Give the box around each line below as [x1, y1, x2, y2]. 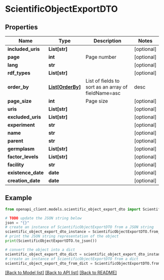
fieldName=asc [85, 90, 121, 96]
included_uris [7, 46, 40, 52]
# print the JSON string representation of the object [5, 234, 119, 239]
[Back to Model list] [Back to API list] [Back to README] [5, 270, 117, 276]
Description [93, 38, 122, 44]
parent [7, 138, 23, 144]
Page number [85, 54, 117, 60]
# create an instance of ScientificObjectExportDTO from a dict [5, 256, 139, 261]
